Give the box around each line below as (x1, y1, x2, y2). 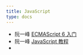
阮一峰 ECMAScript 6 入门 (14, 30, 77, 38)
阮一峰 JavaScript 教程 (14, 38, 68, 45)
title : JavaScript (6, 8, 50, 14)
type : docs (6, 14, 33, 20)
